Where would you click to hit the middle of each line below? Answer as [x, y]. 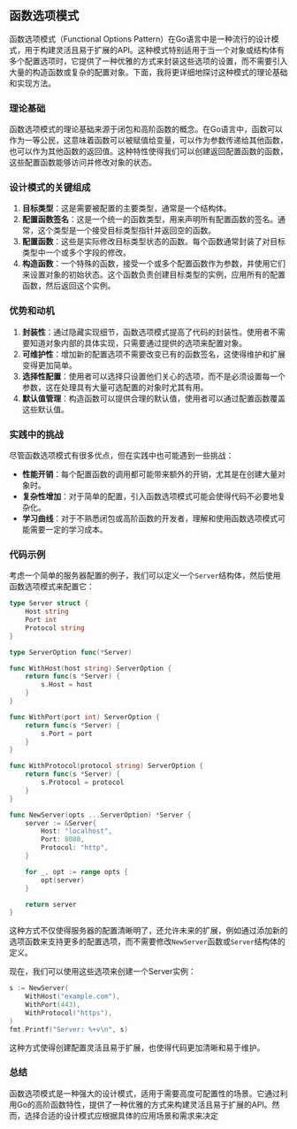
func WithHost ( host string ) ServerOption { [91, 668]
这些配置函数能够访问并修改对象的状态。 [83, 163]
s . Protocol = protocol [83, 783]
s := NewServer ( [39, 988]
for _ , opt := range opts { [76, 872]
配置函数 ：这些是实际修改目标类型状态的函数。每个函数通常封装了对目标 [153, 242]
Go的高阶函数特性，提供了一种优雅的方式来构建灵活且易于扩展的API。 [144, 1104]
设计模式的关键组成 [50, 188]
